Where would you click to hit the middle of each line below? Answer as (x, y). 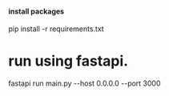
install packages (36, 11)
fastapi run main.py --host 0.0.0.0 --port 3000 (84, 83)
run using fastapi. (68, 61)
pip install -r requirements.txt (56, 29)
